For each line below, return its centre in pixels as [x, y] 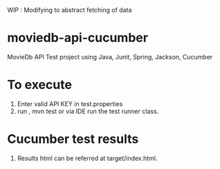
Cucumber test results [73, 139]
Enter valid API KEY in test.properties [70, 103]
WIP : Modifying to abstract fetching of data [70, 10]
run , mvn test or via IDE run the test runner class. [88, 111]
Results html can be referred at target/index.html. [87, 158]
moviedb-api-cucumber [78, 38]
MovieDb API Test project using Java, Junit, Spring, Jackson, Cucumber [110, 57]
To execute [40, 85]
